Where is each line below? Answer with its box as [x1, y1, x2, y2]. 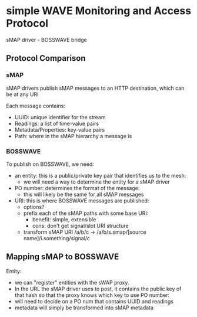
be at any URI [6, 90, 39, 98]
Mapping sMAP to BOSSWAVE [6, 252, 119, 262]
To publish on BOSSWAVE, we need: [6, 161, 94, 168]
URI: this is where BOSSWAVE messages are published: [14, 197, 149, 204]
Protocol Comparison [6, 53, 86, 63]
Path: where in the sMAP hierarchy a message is [14, 132, 132, 139]
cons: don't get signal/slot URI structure [32, 222, 129, 229]
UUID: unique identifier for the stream [14, 113, 106, 120]
